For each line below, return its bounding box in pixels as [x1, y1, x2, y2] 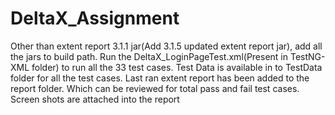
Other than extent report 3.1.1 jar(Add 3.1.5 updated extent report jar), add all [10, 40, 323, 52]
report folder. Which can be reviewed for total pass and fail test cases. [10, 82, 300, 94]
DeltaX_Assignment [10, 7, 180, 30]
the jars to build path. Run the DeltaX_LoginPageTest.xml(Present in [10, 50, 289, 62]
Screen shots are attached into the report [10, 93, 180, 105]
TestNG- [289, 50, 326, 62]
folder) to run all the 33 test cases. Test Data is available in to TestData [31, 61, 323, 73]
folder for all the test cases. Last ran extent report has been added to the [10, 72, 310, 84]
